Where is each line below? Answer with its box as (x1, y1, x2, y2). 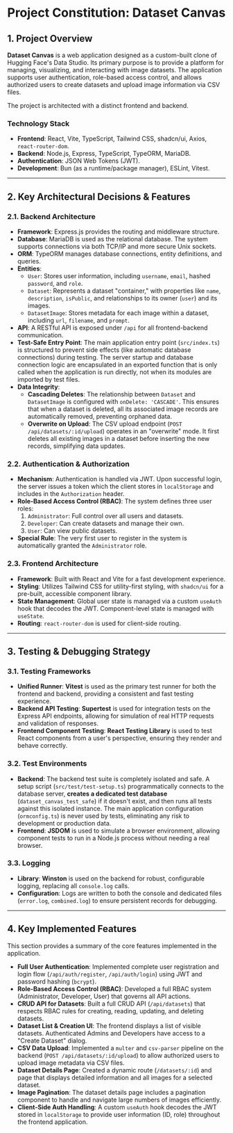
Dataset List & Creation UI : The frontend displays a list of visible (17, 1021, 201, 1030)
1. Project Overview (7, 33, 93, 45)
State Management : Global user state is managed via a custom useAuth (17, 597, 222, 605)
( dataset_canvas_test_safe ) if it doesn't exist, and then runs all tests (17, 796, 212, 805)
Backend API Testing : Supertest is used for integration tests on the (17, 705, 211, 713)
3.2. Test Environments (7, 759, 87, 769)
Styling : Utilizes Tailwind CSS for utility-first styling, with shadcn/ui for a (17, 582, 224, 590)
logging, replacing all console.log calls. (17, 881, 130, 890)
